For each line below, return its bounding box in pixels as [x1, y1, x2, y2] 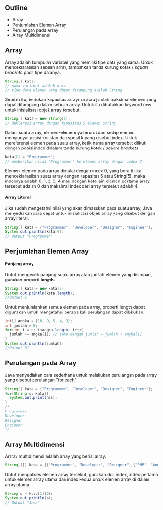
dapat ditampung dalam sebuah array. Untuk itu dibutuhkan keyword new [5, 102, 152, 108]
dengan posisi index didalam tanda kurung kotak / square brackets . [5, 145, 140, 151]
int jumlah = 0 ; [5, 323, 38, 328]
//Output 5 [5, 295, 27, 300]
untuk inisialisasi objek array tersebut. [5, 107, 81, 113]
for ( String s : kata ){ [5, 391, 49, 396]
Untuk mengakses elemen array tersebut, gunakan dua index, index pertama [5, 472, 158, 477]
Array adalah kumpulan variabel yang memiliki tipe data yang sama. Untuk [5, 59, 153, 65]
